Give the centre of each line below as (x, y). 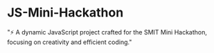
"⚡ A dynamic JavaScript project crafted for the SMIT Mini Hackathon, (107, 32)
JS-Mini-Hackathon (65, 13)
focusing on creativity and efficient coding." (70, 42)
